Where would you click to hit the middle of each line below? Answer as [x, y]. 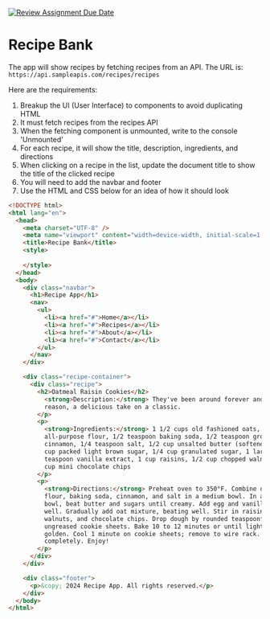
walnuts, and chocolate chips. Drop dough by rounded [136, 519]
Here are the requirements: [53, 89]
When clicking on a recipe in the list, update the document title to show [137, 165]
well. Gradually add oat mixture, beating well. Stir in [141, 511]
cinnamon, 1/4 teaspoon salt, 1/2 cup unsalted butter [137, 445]
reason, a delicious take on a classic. [112, 407]
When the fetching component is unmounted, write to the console [129, 131]
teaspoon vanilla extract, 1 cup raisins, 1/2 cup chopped [145, 459]
